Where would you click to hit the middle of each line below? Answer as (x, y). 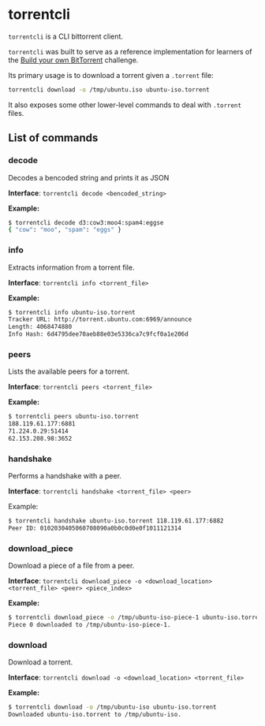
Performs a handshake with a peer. (65, 476)
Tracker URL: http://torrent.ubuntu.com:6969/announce (100, 320)
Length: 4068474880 (40, 327)
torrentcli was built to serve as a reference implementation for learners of (130, 51)
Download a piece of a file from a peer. (71, 566)
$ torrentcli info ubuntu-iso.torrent (72, 312)
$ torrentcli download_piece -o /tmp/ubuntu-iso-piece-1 (104, 618)
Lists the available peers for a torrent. (69, 371)
